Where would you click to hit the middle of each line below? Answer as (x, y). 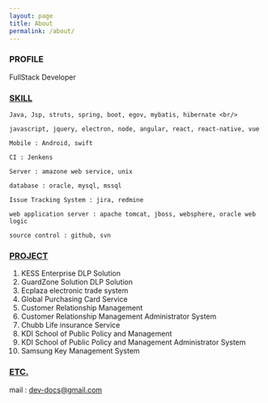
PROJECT (29, 255)
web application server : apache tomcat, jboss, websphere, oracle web (132, 214)
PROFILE (26, 59)
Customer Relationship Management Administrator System (119, 316)
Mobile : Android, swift (51, 143)
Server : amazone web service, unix (71, 171)
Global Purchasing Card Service (74, 299)
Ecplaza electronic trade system (74, 291)
